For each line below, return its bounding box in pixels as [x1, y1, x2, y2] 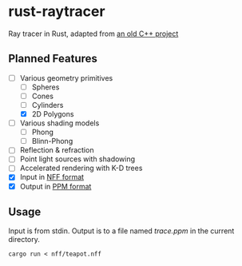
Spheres [31, 82, 60, 92]
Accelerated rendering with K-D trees [19, 163, 143, 173]
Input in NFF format [19, 173, 85, 182]
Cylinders [31, 100, 64, 109]
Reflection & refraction [19, 145, 94, 155]
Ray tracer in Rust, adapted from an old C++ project [8, 29, 179, 38]
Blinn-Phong [31, 137, 73, 146]
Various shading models [19, 118, 100, 128]
